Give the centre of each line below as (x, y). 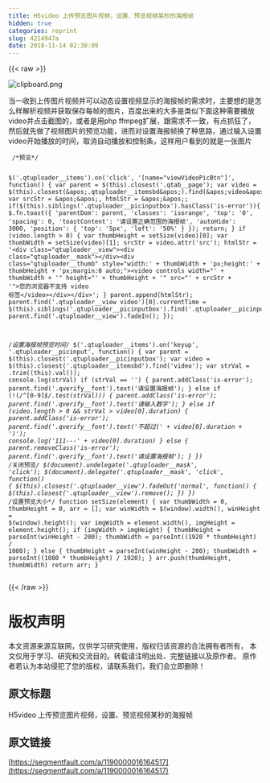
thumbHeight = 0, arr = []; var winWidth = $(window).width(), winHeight (135, 509)
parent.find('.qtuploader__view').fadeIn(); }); (91, 316)
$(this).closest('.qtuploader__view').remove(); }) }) (102, 493)
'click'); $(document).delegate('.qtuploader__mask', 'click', (117, 472)
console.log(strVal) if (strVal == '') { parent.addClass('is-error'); (131, 380)
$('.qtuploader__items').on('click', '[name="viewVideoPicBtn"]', (122, 178)
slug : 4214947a (34, 38)
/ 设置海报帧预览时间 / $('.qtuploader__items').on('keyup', (104, 344)
